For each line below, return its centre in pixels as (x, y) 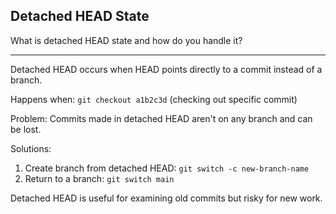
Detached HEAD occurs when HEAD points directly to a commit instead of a (166, 69)
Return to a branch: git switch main (99, 178)
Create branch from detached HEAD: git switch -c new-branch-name (167, 168)
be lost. (26, 129)
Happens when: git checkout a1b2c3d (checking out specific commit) (154, 99)
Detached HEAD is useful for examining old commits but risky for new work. (166, 198)
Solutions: (31, 148)
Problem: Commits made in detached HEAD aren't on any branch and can (161, 118)
